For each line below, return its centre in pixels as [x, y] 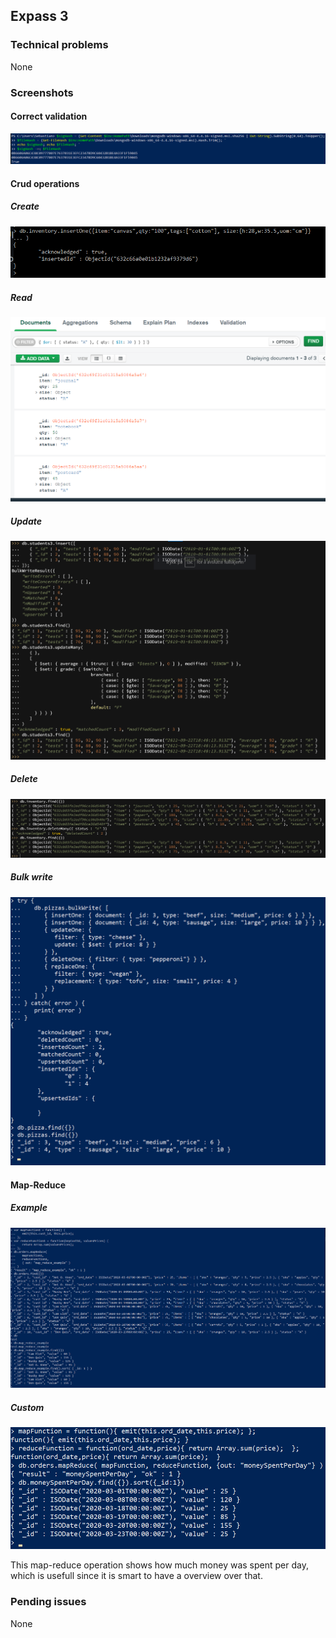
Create [25, 206]
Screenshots [42, 92]
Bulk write [31, 877]
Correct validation [49, 116]
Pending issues [48, 1602]
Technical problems [59, 45]
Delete [24, 779]
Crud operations [45, 183]
